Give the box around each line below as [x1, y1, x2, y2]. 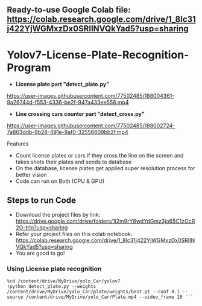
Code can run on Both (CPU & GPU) [15, 177, 105, 185]
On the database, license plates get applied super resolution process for [15, 165, 195, 172]
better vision [15, 171, 47, 179]
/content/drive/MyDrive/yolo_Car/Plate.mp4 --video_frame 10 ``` [25, 294, 194, 301]
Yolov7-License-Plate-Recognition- [7, 48, 189, 62]
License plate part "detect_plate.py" [15, 81, 110, 88]
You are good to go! [15, 250, 65, 257]
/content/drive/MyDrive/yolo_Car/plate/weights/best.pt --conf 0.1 [7, 289, 180, 295]
